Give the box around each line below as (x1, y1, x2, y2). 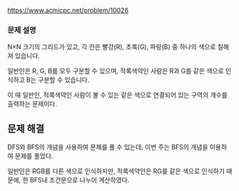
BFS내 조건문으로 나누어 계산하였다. (29, 176, 130, 185)
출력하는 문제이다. (7, 100, 58, 108)
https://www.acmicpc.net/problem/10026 (7, 6, 129, 14)
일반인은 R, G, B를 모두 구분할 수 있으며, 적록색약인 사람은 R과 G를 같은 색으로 (7, 67, 224, 76)
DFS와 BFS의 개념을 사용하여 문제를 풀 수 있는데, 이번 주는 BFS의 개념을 (7, 143, 208, 152)
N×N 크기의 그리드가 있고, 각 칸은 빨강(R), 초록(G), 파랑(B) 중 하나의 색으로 (7, 43, 216, 51)
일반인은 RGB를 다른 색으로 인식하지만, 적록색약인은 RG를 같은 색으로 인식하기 (7, 167, 225, 175)
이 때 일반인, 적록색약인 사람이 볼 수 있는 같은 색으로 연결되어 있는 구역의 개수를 (7, 91, 228, 99)
